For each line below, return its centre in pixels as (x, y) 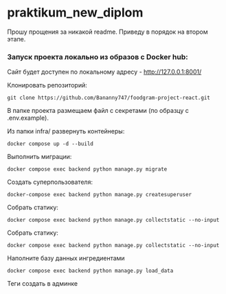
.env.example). (28, 118)
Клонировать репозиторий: (47, 85)
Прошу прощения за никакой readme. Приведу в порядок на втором (108, 32)
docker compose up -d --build (50, 144)
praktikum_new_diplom (75, 13)
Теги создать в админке (42, 284)
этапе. (16, 39)
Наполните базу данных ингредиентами (66, 258)
